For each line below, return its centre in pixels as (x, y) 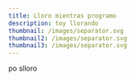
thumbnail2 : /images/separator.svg (68, 38)
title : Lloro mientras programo (62, 16)
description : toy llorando (53, 23)
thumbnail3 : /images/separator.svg (68, 46)
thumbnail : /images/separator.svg (66, 30)
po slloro (23, 68)
